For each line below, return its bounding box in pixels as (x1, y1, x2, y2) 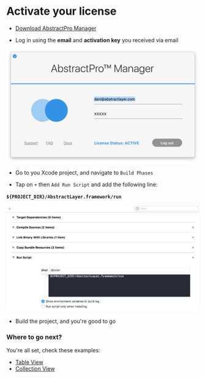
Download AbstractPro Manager (15, 25, 97, 32)
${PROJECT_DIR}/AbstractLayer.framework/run (6, 194, 122, 200)
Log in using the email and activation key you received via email (15, 36, 179, 43)
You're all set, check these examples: (6, 347, 100, 354)
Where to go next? (6, 333, 62, 341)
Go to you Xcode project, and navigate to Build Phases (15, 168, 154, 176)
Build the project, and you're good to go (15, 317, 116, 325)
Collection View (15, 365, 55, 372)
